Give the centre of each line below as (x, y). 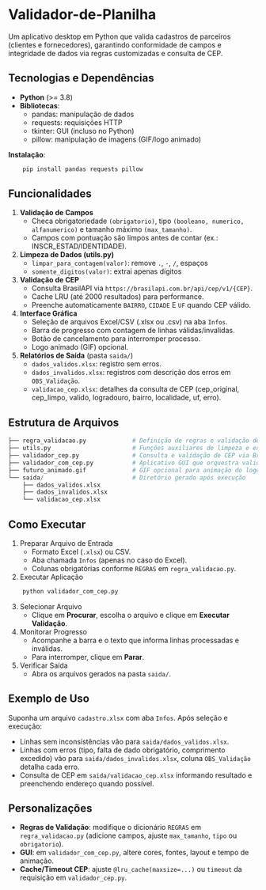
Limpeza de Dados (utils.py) (67, 255)
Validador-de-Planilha (82, 15)
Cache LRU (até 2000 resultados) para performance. (118, 297)
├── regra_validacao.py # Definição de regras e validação (129, 441)
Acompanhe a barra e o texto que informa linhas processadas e (135, 640)
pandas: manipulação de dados (83, 114)
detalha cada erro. (49, 767)
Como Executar (47, 524)
